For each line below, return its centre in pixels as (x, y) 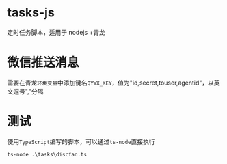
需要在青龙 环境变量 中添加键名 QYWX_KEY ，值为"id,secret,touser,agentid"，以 (110, 83)
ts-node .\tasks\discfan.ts (47, 154)
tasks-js (31, 13)
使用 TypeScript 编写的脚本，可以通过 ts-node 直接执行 (81, 141)
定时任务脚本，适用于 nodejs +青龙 (56, 32)
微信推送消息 (43, 63)
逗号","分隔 (28, 91)
